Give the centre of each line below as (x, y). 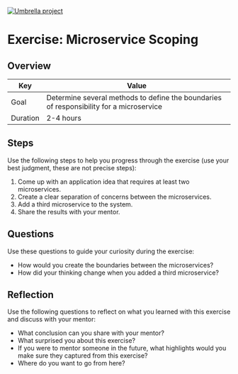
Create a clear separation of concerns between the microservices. (114, 197)
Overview (29, 66)
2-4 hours (64, 118)
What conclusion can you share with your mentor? (91, 333)
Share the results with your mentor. (69, 211)
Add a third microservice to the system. (75, 204)
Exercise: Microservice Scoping (103, 40)
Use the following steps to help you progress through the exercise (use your (118, 160)
